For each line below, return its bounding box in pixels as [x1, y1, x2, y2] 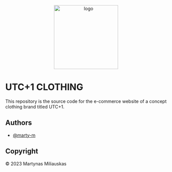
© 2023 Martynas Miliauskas [5, 160, 67, 166]
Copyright [5, 147, 38, 156]
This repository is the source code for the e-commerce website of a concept [5, 98, 167, 104]
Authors [5, 118, 32, 127]
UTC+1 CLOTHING [5, 81, 83, 93]
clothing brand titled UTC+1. [5, 103, 65, 110]
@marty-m [12, 132, 36, 138]
